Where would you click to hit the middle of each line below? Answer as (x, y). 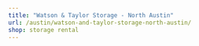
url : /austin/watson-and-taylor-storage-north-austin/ (100, 23)
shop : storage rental (44, 30)
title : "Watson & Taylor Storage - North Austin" (91, 15)
